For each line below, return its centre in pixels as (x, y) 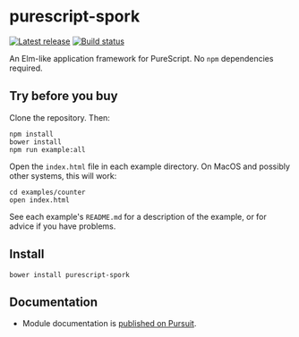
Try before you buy (64, 96)
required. (26, 68)
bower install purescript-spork (69, 274)
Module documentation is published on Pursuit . (109, 324)
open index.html (39, 200)
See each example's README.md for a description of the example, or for (138, 216)
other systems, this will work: (63, 175)
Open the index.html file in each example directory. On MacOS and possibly (150, 166)
